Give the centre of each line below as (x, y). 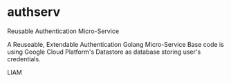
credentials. (24, 59)
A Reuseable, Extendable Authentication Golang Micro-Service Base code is (116, 44)
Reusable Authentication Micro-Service (63, 31)
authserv (34, 12)
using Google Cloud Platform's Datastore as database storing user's (104, 52)
